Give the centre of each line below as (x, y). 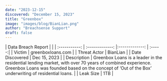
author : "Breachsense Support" (38, 28)
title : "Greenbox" (24, 19)
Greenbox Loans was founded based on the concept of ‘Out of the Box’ (79, 68)
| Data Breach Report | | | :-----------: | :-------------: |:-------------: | (77, 47)
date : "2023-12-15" (25, 10)
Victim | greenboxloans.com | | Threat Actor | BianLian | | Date (78, 52)
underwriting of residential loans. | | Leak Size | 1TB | (59, 73)
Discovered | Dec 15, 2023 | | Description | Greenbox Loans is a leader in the (84, 57)
